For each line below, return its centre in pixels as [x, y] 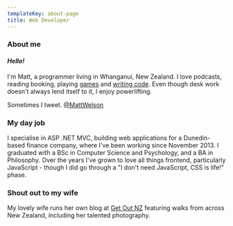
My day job [26, 122]
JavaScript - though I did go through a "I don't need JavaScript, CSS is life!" [115, 167]
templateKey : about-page [43, 14]
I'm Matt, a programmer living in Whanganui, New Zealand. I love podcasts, [114, 76]
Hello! [16, 61]
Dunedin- [197, 138]
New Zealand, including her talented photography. [79, 216]
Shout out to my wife [43, 193]
